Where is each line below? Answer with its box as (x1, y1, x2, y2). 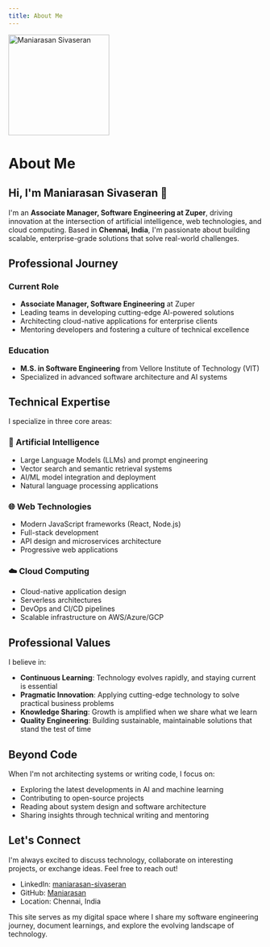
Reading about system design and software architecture (19, 801, 207, 811)
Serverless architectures (19, 596, 102, 605)
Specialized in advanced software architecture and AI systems (19, 372, 228, 381)
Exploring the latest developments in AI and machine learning (19, 784, 224, 794)
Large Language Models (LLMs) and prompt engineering (19, 455, 208, 464)
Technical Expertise (8, 396, 110, 409)
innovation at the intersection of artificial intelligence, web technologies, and (8, 216, 262, 226)
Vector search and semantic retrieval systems (19, 463, 172, 473)
